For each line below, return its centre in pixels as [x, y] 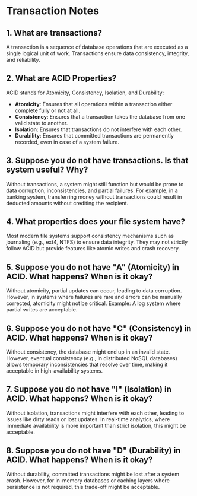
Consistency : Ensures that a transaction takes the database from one [100, 116]
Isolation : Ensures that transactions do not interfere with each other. [98, 129]
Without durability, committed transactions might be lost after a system [93, 474]
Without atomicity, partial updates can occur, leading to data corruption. [94, 291]
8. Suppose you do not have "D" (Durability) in [93, 451]
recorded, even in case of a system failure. [67, 142]
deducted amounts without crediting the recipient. [67, 203]
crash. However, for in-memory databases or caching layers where [88, 480]
